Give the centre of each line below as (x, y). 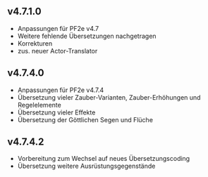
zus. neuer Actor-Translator (57, 51)
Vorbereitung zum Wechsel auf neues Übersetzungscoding (104, 159)
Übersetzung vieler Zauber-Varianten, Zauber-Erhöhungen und (109, 97)
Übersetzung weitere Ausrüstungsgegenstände (86, 166)
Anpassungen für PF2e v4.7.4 (61, 90)
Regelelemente (39, 105)
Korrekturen (35, 43)
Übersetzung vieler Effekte (56, 112)
